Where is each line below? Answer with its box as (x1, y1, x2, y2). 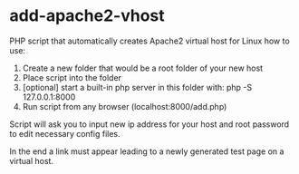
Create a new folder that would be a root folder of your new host (22, 63, 264, 73)
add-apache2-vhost (9, 5, 165, 26)
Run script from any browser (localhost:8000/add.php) (22, 101, 227, 111)
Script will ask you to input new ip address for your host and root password (9, 119, 290, 130)
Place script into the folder (22, 72, 122, 82)
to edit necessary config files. (9, 128, 121, 139)
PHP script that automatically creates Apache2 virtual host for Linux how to (9, 35, 290, 46)
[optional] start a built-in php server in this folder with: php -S (22, 82, 253, 92)
